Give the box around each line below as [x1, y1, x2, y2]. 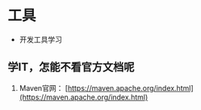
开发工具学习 [19, 35, 62, 44]
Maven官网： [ [19, 83, 69, 92]
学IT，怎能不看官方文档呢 [7, 60, 135, 74]
